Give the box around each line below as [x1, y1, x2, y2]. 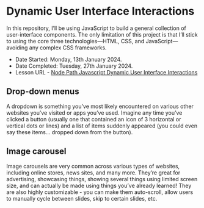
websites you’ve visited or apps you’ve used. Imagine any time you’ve [6, 109, 183, 117]
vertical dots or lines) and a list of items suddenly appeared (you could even [6, 122, 197, 129]
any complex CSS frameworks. [29, 44, 107, 51]
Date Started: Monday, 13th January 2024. [15, 56, 122, 63]
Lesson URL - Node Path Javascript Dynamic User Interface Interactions [15, 68, 198, 76]
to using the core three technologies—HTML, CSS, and [6, 37, 145, 45]
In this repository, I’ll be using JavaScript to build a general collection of [6, 24, 186, 32]
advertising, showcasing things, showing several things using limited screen [6, 175, 198, 182]
